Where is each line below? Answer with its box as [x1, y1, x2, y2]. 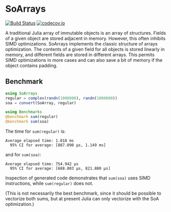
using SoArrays [5, 90, 38, 96]
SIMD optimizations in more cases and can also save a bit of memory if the [5, 57, 163, 63]
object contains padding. [5, 62, 58, 68]
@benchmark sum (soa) [5, 119, 50, 124]
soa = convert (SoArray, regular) [5, 100, 77, 105]
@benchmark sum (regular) [5, 114, 58, 120]
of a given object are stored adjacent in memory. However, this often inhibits [5, 35, 166, 41]
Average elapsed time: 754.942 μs [5, 161, 79, 167]
